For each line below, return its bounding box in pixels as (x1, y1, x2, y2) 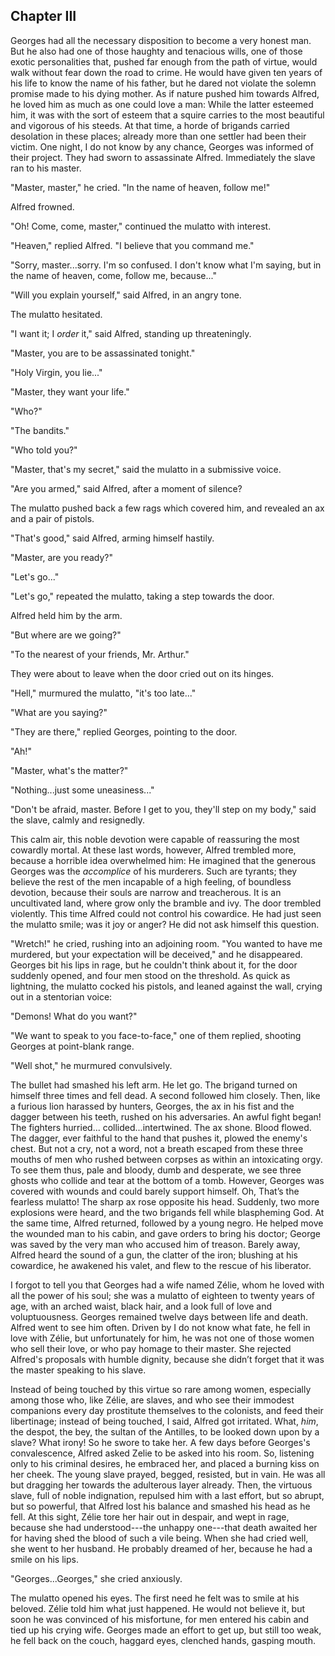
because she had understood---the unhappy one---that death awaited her (10, 1521, 318, 1533)
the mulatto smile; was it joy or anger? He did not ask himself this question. (10, 918, 320, 930)
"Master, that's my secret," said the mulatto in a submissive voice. (10, 463, 282, 475)
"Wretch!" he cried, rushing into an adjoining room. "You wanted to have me (10, 937, 323, 949)
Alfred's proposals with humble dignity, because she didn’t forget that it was (10, 1353, 325, 1365)
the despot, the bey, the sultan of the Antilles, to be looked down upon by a (10, 1425, 320, 1438)
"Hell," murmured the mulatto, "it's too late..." (10, 687, 197, 699)
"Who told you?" (10, 444, 78, 456)
